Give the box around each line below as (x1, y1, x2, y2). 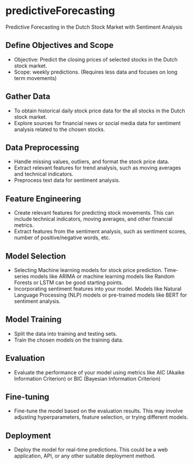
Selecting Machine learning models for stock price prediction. (13, 267, 163, 273)
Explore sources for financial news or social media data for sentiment (13, 119, 181, 126)
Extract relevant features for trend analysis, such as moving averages (13, 164, 182, 171)
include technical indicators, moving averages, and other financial (13, 215, 173, 223)
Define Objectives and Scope (5, 40, 114, 50)
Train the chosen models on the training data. (13, 336, 124, 343)
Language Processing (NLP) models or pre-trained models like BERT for (13, 291, 188, 298)
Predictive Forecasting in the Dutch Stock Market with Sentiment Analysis (5, 23, 182, 30)
